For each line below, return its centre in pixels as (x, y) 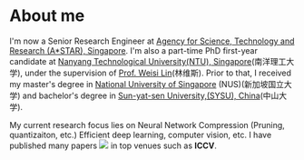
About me (47, 16)
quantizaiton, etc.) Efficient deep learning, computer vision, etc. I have (141, 135)
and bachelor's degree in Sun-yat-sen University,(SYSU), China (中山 (151, 95)
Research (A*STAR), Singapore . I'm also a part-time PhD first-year (134, 50)
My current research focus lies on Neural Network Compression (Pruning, (147, 125)
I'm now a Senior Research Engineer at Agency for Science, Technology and (152, 41)
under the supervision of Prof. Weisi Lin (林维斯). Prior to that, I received (158, 73)
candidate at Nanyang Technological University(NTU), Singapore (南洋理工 (148, 61)
